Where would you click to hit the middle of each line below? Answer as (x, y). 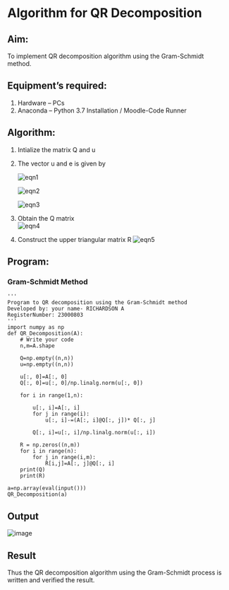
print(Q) (33, 470)
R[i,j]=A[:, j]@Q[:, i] (80, 464)
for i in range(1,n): (51, 395)
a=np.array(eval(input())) (47, 488)
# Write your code (47, 340)
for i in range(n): (49, 451)
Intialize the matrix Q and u (56, 149)
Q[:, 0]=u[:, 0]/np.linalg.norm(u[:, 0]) (81, 383)
